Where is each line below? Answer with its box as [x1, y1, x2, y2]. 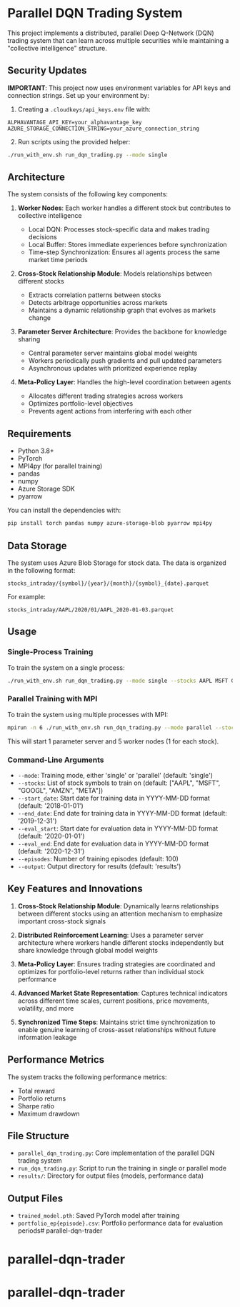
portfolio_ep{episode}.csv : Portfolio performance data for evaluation [17, 1219, 224, 1228]
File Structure [7, 1130, 69, 1142]
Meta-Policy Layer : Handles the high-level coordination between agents [17, 378, 231, 386]
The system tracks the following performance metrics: [7, 1073, 167, 1081]
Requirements [7, 427, 71, 440]
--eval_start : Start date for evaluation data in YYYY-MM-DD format [17, 823, 219, 833]
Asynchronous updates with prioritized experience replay [28, 364, 198, 373]
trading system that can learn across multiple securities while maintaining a [7, 36, 229, 44]
